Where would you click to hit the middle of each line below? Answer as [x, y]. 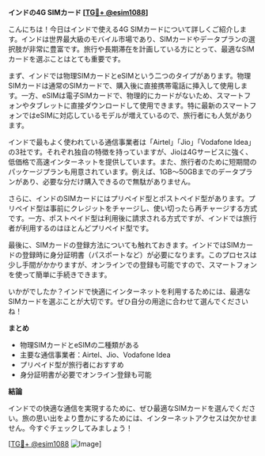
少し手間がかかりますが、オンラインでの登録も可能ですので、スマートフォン [132, 265]
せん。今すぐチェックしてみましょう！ [70, 428]
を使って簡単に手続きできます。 [60, 275]
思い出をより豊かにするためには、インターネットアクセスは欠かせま [146, 418]
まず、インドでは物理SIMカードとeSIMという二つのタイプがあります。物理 [130, 76]
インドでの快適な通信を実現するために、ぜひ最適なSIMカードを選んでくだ [129, 408]
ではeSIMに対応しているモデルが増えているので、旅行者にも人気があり [137, 115]
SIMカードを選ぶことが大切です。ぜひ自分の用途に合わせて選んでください [129, 301]
